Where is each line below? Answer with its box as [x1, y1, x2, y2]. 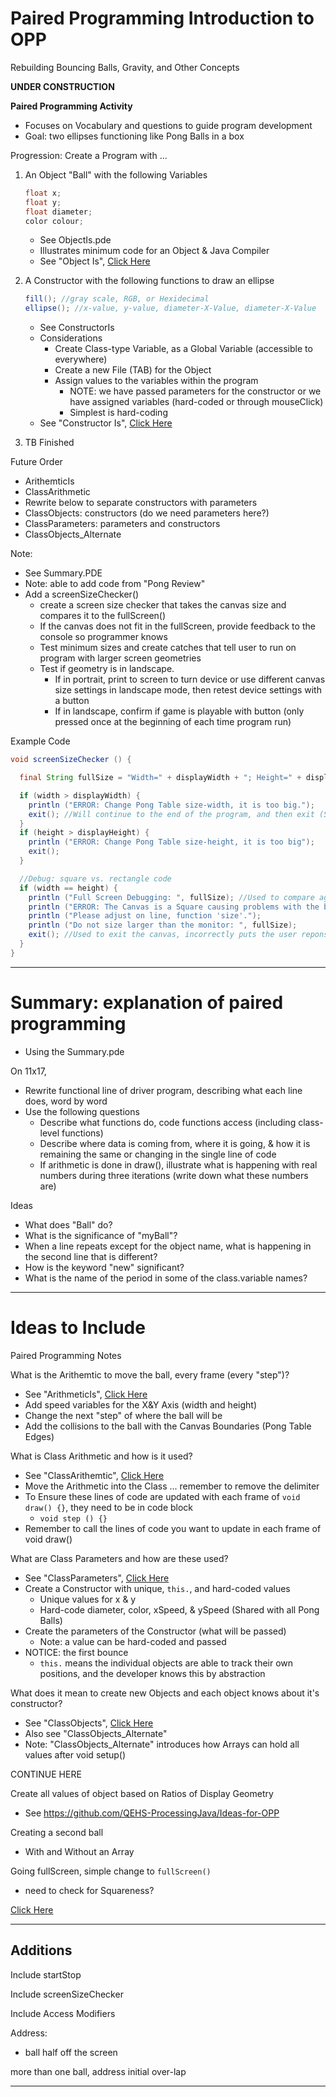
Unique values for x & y [39, 1593, 137, 1605]
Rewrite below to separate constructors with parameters [24, 497, 258, 509]
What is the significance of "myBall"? [24, 1229, 178, 1241]
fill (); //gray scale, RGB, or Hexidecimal [24, 294, 210, 304]
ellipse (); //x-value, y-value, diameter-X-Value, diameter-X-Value [24, 303, 317, 314]
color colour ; [24, 216, 84, 226]
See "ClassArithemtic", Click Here [24, 1469, 165, 1481]
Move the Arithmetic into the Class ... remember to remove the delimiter [24, 1480, 320, 1492]
